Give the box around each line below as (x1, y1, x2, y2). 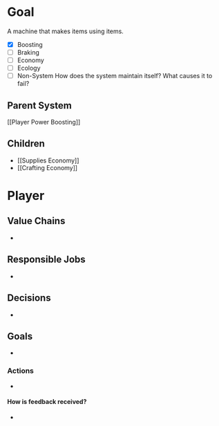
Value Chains (7, 215, 66, 227)
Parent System (7, 100, 73, 111)
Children (7, 138, 45, 149)
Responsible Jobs (7, 254, 86, 266)
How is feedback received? (7, 398, 87, 406)
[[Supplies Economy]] (17, 156, 79, 165)
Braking (17, 48, 40, 56)
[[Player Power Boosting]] (7, 118, 81, 127)
